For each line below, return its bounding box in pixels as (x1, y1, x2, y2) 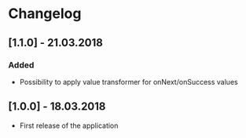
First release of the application (19, 121, 119, 130)
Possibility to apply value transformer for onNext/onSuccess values (19, 77, 238, 86)
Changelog (8, 5, 82, 23)
